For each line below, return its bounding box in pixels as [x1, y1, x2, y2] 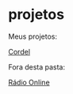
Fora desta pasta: [8, 62, 66, 72]
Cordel [8, 47, 30, 56]
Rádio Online [8, 77, 50, 87]
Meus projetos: [8, 32, 58, 41]
